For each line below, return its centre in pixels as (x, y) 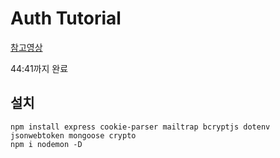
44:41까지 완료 (39, 68)
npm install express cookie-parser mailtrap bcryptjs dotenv (140, 127)
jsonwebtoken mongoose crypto (73, 135)
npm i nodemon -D (46, 144)
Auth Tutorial (66, 18)
